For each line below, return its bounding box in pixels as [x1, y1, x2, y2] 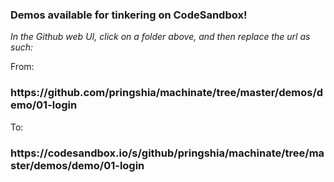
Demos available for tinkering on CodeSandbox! [10, 8, 248, 22]
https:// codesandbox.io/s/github [10, 146, 175, 160]
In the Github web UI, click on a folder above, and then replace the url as [10, 31, 311, 43]
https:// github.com [10, 86, 106, 100]
